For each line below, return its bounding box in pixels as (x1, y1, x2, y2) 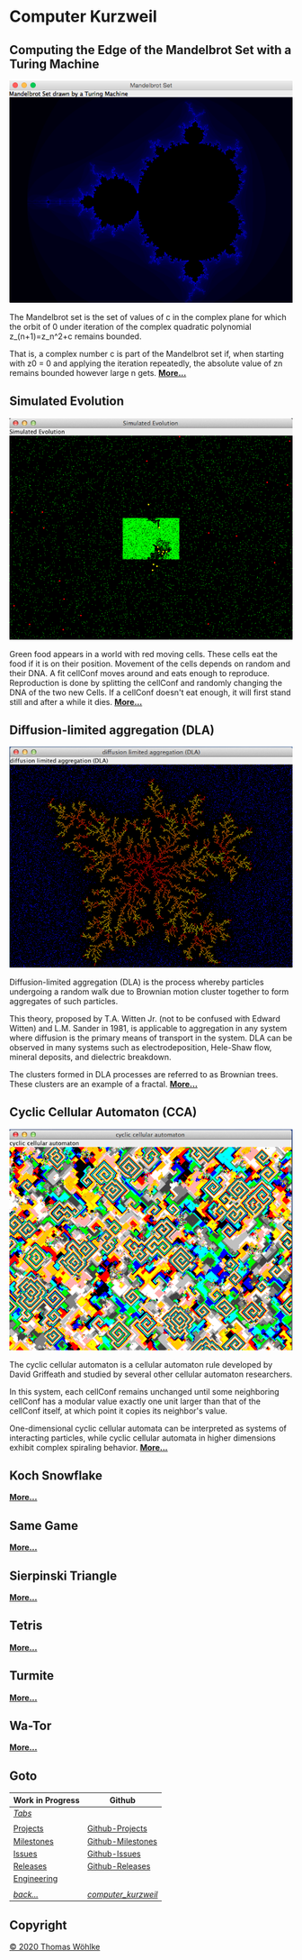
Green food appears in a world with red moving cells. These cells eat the (9, 648, 279, 659)
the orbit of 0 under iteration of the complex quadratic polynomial (9, 321, 252, 332)
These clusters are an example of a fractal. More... (9, 1078, 198, 1089)
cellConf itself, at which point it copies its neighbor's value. (9, 1405, 227, 1416)
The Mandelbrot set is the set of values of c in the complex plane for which (9, 311, 288, 322)
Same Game (9, 1517, 79, 1534)
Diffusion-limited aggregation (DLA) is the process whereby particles (9, 976, 264, 987)
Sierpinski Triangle (9, 1568, 118, 1583)
